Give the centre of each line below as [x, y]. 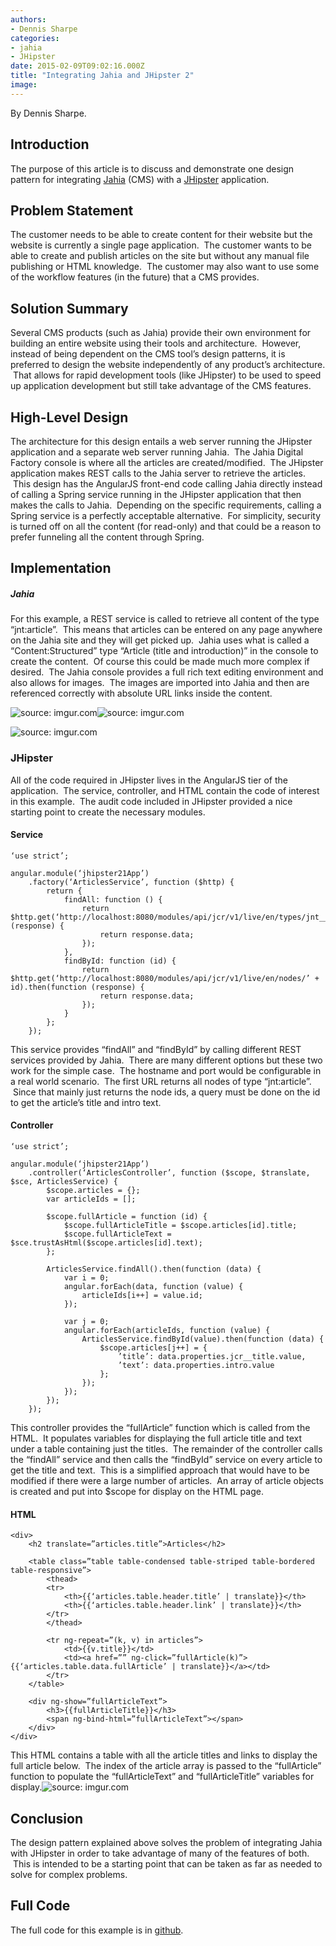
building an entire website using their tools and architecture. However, [156, 343]
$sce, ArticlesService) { [64, 1182]
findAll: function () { [113, 899]
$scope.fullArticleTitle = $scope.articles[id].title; [180, 1226]
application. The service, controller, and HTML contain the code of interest [165, 790]
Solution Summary [69, 308]
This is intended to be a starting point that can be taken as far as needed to [167, 1864]
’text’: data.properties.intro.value [196, 1366]
